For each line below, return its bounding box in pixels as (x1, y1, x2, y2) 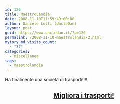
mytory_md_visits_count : (5, 40, 57, 45)
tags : (5, 58, 16, 63)
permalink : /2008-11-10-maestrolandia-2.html (5, 35, 101, 40)
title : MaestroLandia (5, 12, 50, 17)
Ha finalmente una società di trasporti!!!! (5, 77, 88, 83)
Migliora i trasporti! (53, 91, 115, 100)
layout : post (5, 26, 32, 31)
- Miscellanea (9, 53, 39, 59)
